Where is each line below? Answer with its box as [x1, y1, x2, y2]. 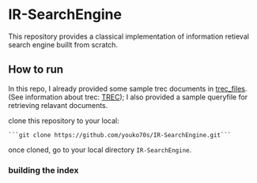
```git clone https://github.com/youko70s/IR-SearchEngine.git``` [8, 131, 232, 139]
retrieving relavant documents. [8, 100, 108, 110]
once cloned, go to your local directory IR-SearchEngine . [8, 144, 192, 155]
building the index [8, 164, 79, 175]
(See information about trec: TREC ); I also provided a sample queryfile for [8, 92, 248, 102]
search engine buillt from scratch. [8, 39, 119, 49]
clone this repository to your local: [8, 116, 120, 125]
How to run [8, 63, 64, 77]
